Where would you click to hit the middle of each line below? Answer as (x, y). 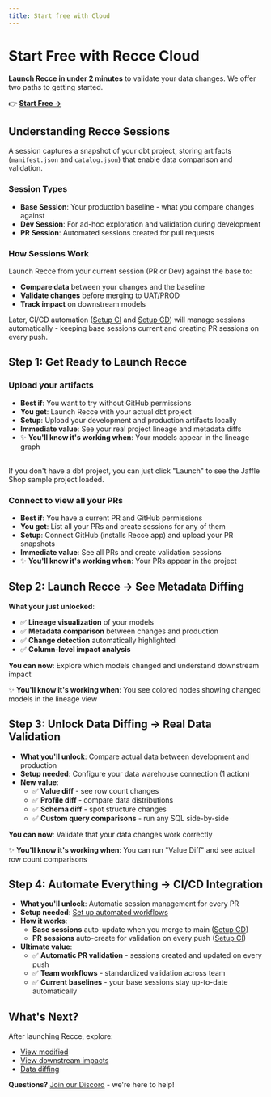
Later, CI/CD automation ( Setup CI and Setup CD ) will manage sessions (127, 320)
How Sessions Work (49, 253)
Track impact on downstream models (83, 303)
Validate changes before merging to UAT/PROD (100, 295)
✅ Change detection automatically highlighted (97, 640)
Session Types (38, 189)
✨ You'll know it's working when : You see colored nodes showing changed (135, 689)
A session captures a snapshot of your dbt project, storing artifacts (120, 151)
